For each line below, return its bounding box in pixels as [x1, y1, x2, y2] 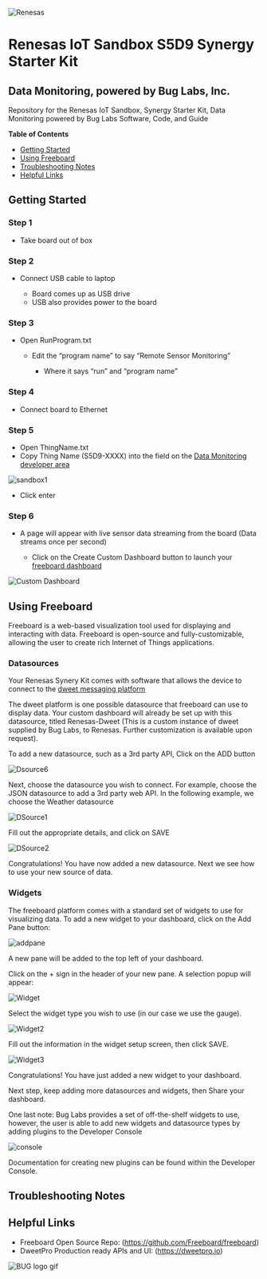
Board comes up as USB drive [31, 288, 131, 299]
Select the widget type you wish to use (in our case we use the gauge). [8, 1008, 242, 1018]
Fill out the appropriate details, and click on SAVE [8, 828, 170, 837]
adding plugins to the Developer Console [8, 1127, 143, 1136]
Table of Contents [8, 129, 69, 139]
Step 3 [8, 317, 34, 328]
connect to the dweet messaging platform [8, 684, 146, 694]
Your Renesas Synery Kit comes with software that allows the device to [8, 675, 242, 686]
